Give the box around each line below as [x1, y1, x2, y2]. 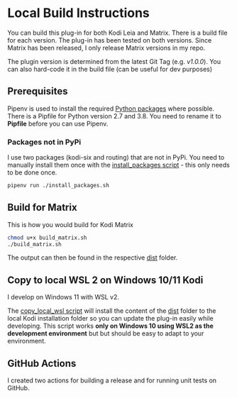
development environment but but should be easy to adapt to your [7, 329, 204, 338]
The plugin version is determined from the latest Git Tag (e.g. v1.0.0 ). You [7, 57, 221, 65]
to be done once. [7, 168, 57, 177]
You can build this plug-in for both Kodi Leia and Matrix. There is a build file [7, 28, 228, 37]
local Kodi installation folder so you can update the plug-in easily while [7, 314, 214, 323]
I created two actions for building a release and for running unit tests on [7, 376, 217, 385]
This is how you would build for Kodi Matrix [7, 220, 133, 228]
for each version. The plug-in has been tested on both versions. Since [7, 35, 212, 44]
